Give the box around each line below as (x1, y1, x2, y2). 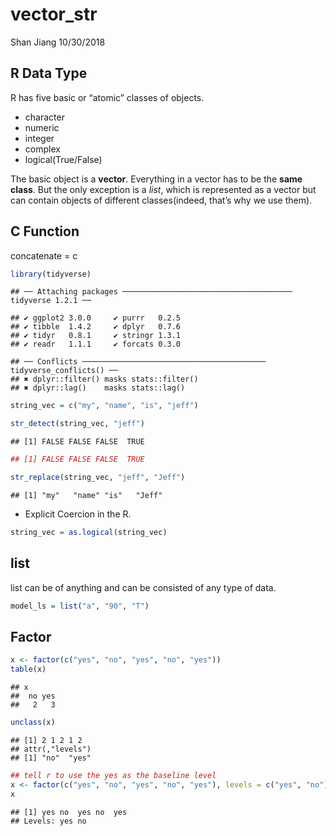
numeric (24, 121, 60, 133)
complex (24, 143, 61, 155)
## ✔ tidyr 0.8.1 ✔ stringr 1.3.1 (10, 331, 182, 341)
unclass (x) (10, 718, 56, 728)
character (24, 111, 65, 123)
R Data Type (10, 65, 88, 82)
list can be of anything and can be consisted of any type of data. (10, 581, 277, 593)
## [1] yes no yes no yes (10, 807, 128, 817)
